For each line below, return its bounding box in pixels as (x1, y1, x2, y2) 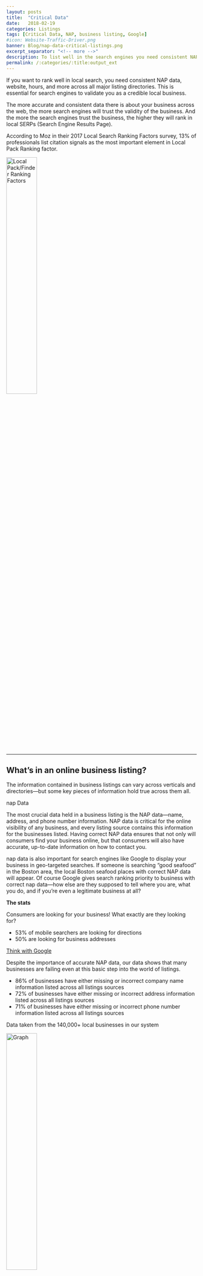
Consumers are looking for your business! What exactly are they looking (6, 911, 186, 918)
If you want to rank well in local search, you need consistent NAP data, (6, 76, 182, 84)
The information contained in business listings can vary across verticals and (6, 781, 196, 789)
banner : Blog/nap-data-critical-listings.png (6, 43, 123, 49)
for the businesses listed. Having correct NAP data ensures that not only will (6, 831, 196, 838)
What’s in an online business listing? (6, 765, 147, 775)
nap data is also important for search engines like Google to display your (6, 855, 187, 862)
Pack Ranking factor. (6, 145, 58, 152)
